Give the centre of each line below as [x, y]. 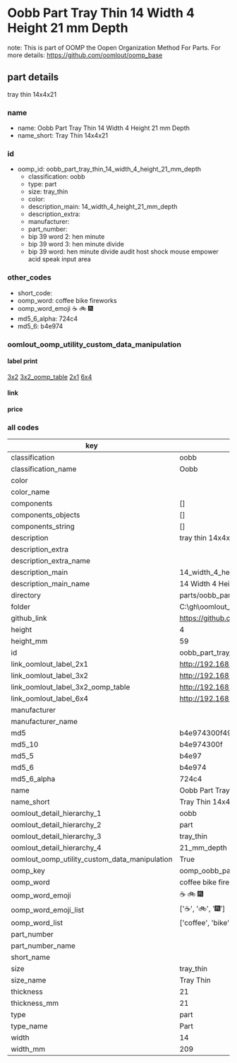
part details [33, 77]
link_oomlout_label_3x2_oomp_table [71, 687]
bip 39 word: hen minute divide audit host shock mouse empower [123, 251]
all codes [23, 427]
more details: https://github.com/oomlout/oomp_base [85, 55]
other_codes [29, 278]
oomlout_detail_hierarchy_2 [56, 825]
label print [23, 361]
